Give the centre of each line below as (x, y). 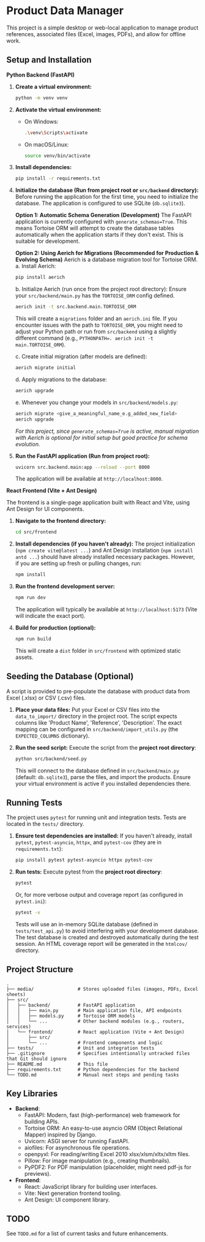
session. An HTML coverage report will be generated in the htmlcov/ (101, 944)
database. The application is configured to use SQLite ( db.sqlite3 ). (100, 204)
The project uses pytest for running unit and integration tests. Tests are (96, 817)
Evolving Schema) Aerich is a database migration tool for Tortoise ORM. (106, 260)
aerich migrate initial (46, 368)
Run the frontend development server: (65, 587)
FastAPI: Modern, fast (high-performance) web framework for (102, 1115)
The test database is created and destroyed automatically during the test (107, 937)
